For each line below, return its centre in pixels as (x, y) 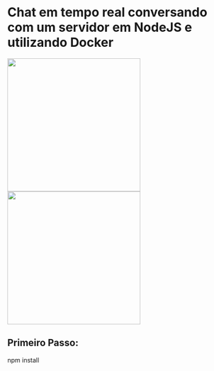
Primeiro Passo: (43, 343)
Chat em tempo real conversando (107, 12)
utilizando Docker (61, 43)
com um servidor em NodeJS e (100, 27)
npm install (23, 360)
